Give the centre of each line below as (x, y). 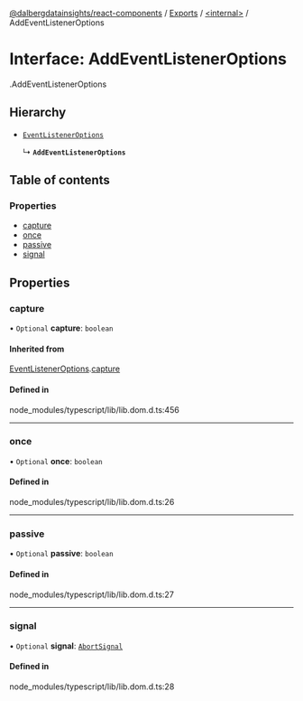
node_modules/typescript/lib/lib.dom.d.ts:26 (92, 502)
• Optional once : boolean (56, 461)
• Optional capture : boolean (62, 328)
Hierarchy (38, 112)
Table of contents (60, 180)
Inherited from (37, 349)
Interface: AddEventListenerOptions (148, 59)
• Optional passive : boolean (62, 554)
